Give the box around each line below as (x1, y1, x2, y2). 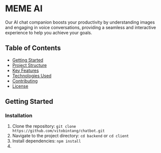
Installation (5, 112, 33, 119)
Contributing (12, 78, 38, 84)
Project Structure (12, 62, 47, 68)
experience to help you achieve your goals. (5, 30, 92, 35)
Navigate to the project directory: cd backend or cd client (12, 133, 129, 139)
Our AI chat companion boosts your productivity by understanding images (5, 19, 155, 25)
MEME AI (5, 3, 43, 14)
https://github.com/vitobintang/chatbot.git (12, 128, 105, 133)
